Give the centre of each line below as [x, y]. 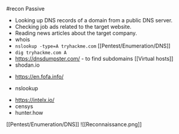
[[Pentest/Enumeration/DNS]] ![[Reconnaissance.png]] [74, 124]
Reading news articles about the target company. [76, 33]
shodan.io [27, 65]
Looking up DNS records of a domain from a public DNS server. [94, 20]
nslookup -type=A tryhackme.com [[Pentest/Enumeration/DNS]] [93, 46]
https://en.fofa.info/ [39, 77]
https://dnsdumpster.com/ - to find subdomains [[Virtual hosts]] [94, 59]
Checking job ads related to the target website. [73, 27]
